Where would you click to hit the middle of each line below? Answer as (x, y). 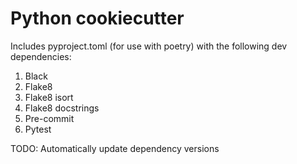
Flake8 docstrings (62, 108)
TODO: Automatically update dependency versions (115, 148)
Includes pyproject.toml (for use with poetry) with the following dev (149, 46)
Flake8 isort (49, 97)
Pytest (38, 129)
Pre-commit (49, 118)
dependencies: (41, 56)
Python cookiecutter (97, 18)
